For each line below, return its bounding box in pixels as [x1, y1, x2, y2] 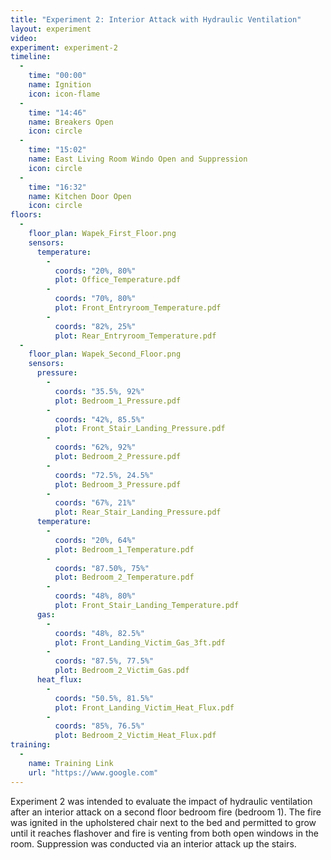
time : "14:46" [28, 107, 87, 118]
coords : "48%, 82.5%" [54, 628, 145, 638]
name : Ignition [28, 80, 92, 90]
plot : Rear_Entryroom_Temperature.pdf [54, 331, 217, 341]
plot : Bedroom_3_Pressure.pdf [54, 479, 182, 490]
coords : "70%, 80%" [54, 294, 137, 304]
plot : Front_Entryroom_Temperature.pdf [54, 303, 222, 313]
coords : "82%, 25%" [54, 321, 137, 331]
